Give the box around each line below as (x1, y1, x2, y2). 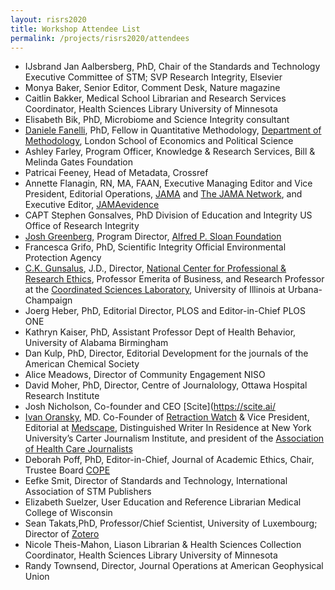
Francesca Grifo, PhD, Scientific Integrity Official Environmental (24, 241, 287, 253)
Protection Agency (24, 252, 102, 264)
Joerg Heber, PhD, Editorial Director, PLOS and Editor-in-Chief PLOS (24, 305, 306, 317)
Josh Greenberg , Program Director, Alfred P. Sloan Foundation (24, 231, 282, 243)
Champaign (24, 294, 73, 306)
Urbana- (287, 284, 323, 296)
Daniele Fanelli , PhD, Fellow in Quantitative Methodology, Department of (24, 124, 322, 136)
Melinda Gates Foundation (24, 156, 133, 168)
